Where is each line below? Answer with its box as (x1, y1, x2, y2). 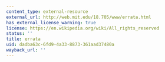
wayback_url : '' (6, 47, 46, 53)
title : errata (6, 36, 41, 42)
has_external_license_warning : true (6, 19, 96, 25)
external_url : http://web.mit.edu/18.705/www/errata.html (6, 14, 151, 20)
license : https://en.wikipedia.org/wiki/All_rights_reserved (6, 25, 160, 31)
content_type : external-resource (6, 8, 88, 15)
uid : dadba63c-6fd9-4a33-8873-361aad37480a (6, 42, 115, 48)
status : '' (6, 31, 33, 37)
